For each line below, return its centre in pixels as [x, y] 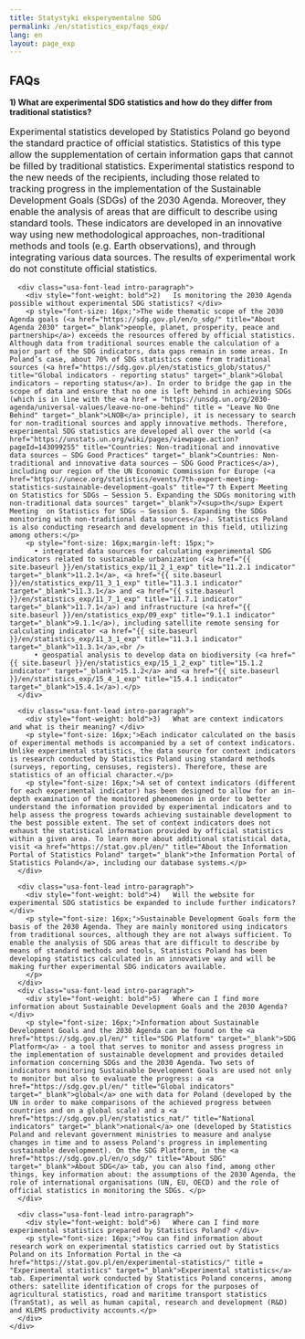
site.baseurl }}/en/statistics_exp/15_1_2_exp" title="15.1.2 [142, 663]
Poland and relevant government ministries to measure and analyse [141, 1135]
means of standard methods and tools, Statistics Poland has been [138, 951]
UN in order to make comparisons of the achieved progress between [141, 1103]
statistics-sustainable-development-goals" [94, 488]
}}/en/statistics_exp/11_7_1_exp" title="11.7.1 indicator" [126, 599]
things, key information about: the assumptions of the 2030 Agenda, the [153, 1175]
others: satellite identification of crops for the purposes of [134, 1287]
